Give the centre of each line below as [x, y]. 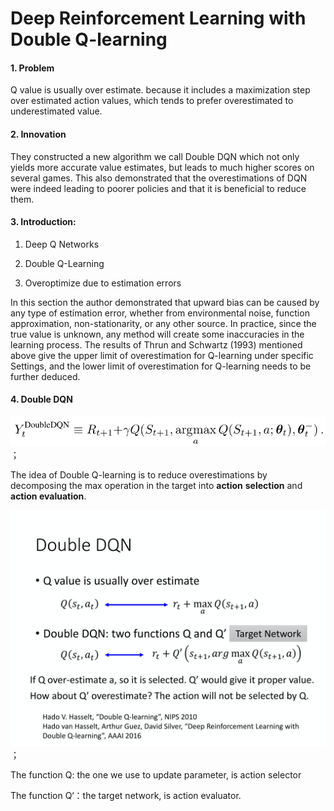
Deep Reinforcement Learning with [158, 18]
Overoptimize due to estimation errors [103, 283]
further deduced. [45, 376]
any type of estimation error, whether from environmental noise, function [160, 313]
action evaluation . [48, 496]
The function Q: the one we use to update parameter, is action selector [156, 774]
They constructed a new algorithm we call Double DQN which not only [155, 156]
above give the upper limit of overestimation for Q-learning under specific [162, 355]
